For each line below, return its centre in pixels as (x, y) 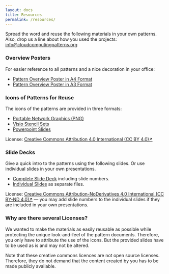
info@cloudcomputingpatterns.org (41, 45)
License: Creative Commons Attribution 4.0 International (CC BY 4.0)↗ (79, 139)
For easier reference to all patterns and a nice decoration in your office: (80, 69)
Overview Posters (28, 58)
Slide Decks (20, 152)
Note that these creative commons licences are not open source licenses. (82, 255)
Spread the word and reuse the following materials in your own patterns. (81, 34)
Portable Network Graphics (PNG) (48, 118)
